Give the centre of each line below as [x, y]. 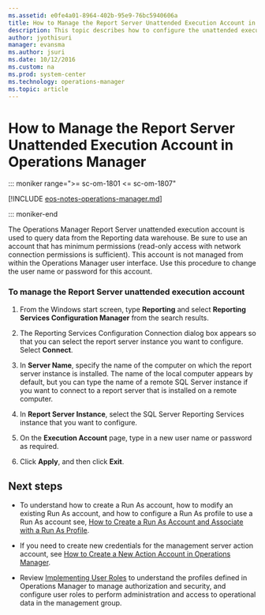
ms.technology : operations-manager [67, 81]
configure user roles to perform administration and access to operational [138, 594]
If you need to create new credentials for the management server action [136, 545]
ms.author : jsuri [37, 52]
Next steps [35, 486]
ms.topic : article [38, 89]
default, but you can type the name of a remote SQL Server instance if [134, 382]
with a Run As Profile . [54, 530]
